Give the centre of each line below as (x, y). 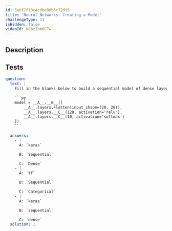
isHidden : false (23, 24)
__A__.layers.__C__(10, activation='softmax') (74, 117)
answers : (19, 136)
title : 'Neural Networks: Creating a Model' (53, 15)
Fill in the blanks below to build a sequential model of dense (84, 89)
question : (16, 79)
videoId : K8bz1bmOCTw (28, 29)
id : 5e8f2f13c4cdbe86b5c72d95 (38, 10)
